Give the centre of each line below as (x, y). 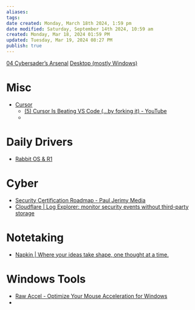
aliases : (17, 12)
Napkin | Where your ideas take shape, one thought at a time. (92, 254)
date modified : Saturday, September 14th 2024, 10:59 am (80, 29)
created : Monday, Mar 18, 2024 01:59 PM (58, 35)
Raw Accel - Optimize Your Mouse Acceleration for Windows (91, 296)
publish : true (24, 46)
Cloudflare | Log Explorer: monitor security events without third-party (102, 207)
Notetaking (35, 237)
